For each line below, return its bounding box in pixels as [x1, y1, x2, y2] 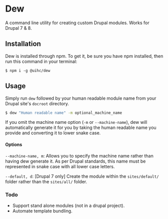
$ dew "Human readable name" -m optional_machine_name [5, 110, 122, 115]
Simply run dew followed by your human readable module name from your [5, 95, 156, 101]
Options [5, 141, 23, 148]
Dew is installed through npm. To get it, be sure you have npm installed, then [5, 53, 163, 59]
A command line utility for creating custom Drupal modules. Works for [5, 20, 149, 26]
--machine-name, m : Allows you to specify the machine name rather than [5, 153, 154, 159]
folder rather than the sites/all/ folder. [5, 178, 88, 184]
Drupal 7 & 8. [5, 25, 32, 31]
